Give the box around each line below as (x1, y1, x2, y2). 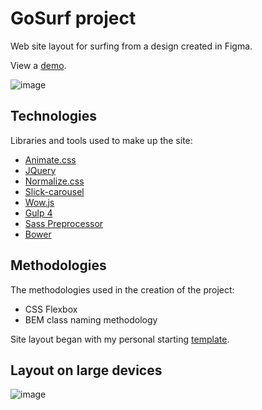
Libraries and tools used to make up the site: (10, 134, 193, 146)
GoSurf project (10, 7, 137, 30)
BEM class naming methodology (24, 313, 158, 326)
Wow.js (24, 196, 55, 208)
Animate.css (24, 153, 77, 166)
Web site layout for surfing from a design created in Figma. (10, 40, 253, 52)
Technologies (10, 108, 98, 125)
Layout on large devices (10, 362, 163, 379)
